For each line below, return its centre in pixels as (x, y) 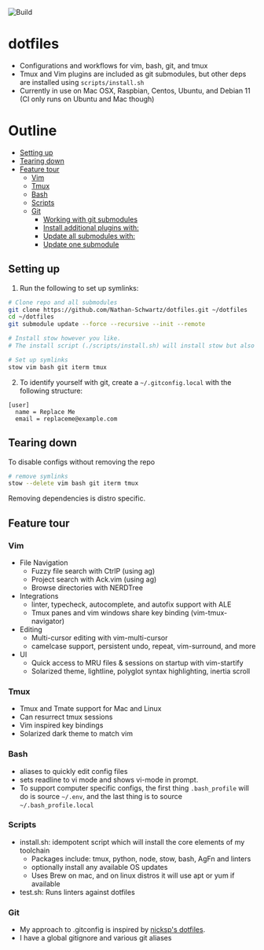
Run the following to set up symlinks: (79, 288)
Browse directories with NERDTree (87, 587)
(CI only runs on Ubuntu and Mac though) (87, 99)
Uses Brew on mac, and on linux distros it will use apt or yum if (133, 875)
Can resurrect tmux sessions (66, 717)
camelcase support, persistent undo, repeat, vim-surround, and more (143, 646)
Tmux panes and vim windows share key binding (110, 612)
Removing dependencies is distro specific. (77, 498)
